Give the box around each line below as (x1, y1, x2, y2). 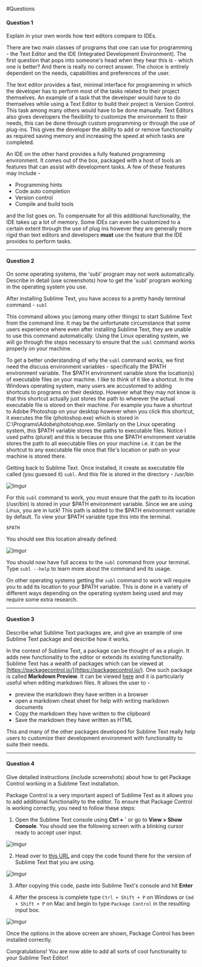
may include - (6, 170, 41, 177)
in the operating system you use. (6, 283, 88, 291)
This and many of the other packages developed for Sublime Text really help (6, 728, 196, 735)
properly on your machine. (6, 345, 72, 352)
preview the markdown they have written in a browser (14, 691, 148, 698)
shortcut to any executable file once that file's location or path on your (6, 446, 180, 453)
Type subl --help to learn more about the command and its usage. (6, 565, 172, 573)
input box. (14, 906, 40, 913)
